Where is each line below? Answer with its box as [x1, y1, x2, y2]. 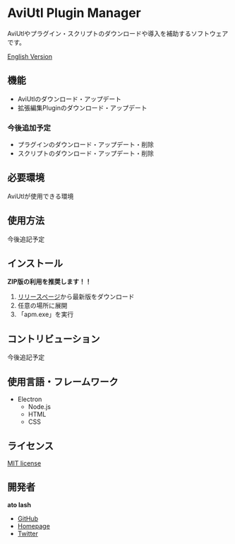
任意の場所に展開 [17, 301, 68, 310]
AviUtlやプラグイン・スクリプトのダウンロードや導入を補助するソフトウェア [7, 29, 229, 37]
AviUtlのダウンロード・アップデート [17, 94, 122, 103]
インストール [7, 257, 64, 270]
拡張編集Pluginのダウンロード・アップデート [17, 103, 147, 112]
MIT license [7, 458, 42, 468]
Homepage [17, 521, 51, 530]
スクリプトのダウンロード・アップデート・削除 [17, 149, 154, 158]
